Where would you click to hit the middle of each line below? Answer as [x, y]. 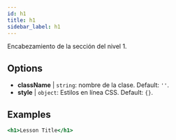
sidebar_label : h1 [34, 26]
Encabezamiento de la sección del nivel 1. [67, 47]
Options [25, 68]
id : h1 [17, 14]
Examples [29, 115]
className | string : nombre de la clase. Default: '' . [93, 85]
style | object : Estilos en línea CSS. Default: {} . [85, 93]
